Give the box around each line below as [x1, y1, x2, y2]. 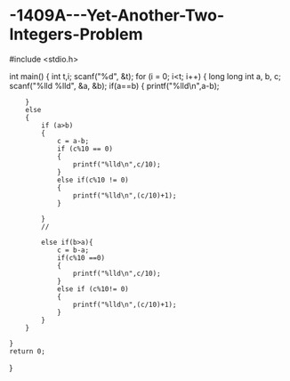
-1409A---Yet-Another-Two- [9, 5, 225, 26]
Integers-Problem [9, 24, 144, 45]
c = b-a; [56, 246, 90, 255]
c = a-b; [56, 136, 90, 145]
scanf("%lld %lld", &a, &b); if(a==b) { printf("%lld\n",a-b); [9, 80, 220, 91]
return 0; [9, 346, 46, 356]
